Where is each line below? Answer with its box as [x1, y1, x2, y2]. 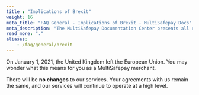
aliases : [6, 36, 28, 42]
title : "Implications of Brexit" [6, 8, 92, 15]
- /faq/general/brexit [17, 42, 73, 48]
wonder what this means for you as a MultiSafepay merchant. [6, 64, 156, 71]
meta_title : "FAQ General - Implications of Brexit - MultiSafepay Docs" [6, 20, 192, 26]
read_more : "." [6, 31, 44, 37]
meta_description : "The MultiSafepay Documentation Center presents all [6, 25, 190, 31]
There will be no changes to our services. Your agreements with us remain [6, 75, 188, 83]
